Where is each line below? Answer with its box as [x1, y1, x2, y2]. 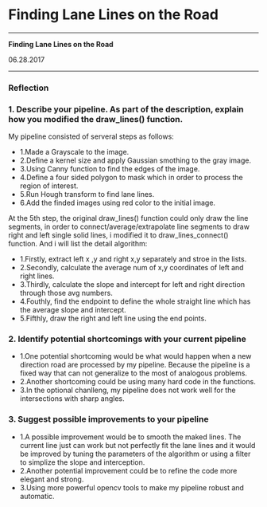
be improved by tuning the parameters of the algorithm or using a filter [19, 449, 251, 458]
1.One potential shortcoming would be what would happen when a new [19, 352, 252, 361]
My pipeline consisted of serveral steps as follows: [8, 132, 175, 141]
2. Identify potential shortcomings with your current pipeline [8, 333, 246, 344]
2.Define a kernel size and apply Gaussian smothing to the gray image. [19, 155, 252, 165]
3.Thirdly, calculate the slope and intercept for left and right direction [19, 280, 245, 289]
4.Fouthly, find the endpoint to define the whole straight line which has [19, 297, 251, 306]
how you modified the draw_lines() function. [8, 113, 184, 124]
